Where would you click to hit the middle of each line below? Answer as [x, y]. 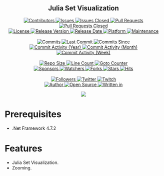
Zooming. [22, 167]
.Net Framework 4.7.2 [34, 128]
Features [23, 148]
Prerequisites [33, 114]
